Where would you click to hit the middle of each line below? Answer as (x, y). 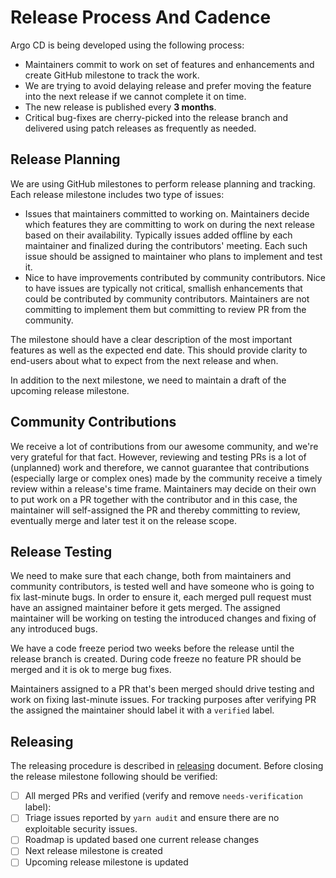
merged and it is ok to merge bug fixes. (91, 670)
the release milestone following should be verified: (114, 777)
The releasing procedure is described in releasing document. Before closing (167, 766)
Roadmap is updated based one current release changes (142, 840)
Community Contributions (93, 422)
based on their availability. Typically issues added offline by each (158, 235)
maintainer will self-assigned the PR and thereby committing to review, (155, 510)
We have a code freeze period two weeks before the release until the (152, 648)
